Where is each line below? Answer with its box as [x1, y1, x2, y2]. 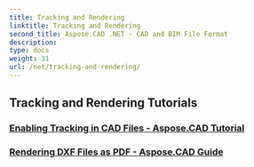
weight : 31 [9, 54, 50, 63]
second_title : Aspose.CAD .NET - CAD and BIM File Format [9, 29, 228, 38]
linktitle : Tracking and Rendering [9, 21, 141, 30]
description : [9, 37, 58, 47]
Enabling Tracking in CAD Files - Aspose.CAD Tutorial [9, 122, 245, 134]
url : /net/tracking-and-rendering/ [9, 63, 141, 72]
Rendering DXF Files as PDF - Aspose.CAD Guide [9, 146, 224, 158]
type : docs [9, 46, 50, 55]
